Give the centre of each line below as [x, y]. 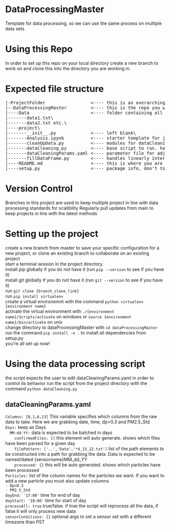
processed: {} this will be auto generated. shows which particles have [88, 465]
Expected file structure [55, 89]
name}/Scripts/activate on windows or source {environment [68, 316]
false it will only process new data [40, 511]
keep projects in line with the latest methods [51, 213]
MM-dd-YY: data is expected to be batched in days [61, 432]
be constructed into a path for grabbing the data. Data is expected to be [80, 454]
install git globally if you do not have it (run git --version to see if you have [84, 280]
